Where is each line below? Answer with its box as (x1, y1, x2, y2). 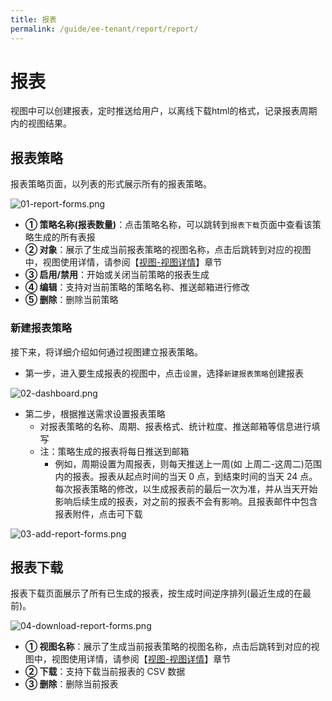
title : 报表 (10, 14, 57, 25)
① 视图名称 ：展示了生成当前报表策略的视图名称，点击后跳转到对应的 (24, 641, 312, 653)
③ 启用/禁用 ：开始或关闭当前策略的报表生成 (24, 269, 210, 281)
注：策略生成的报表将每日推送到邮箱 (39, 445, 190, 457)
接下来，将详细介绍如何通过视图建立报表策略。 (10, 346, 203, 358)
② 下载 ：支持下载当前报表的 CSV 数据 (24, 666, 186, 678)
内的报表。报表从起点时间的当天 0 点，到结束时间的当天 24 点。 (54, 470, 318, 482)
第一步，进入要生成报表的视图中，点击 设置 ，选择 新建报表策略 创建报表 (24, 367, 304, 379)
